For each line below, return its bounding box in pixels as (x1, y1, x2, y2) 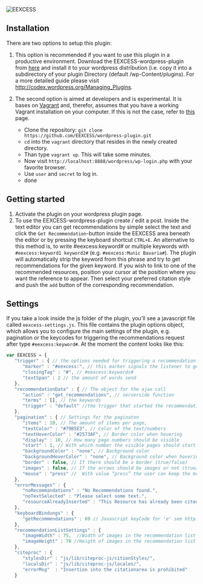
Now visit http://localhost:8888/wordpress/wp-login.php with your (24, 157, 193, 164)
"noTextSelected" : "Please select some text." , (22, 493, 147, 500)
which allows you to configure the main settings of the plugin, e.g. (6, 327, 170, 335)
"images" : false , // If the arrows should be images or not (22, 465, 180, 471)
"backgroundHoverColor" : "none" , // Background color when (22, 454, 177, 460)
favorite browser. (24, 164, 66, 171)
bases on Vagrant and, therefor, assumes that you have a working (14, 101, 179, 109)
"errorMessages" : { (14, 482, 66, 488)
